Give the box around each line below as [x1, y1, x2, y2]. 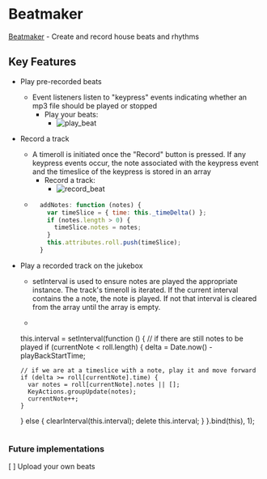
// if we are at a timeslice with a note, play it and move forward [19, 366, 256, 375]
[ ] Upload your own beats [8, 462, 95, 472]
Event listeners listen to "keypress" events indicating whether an [32, 92, 248, 102]
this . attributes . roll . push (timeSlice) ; [47, 239, 182, 247]
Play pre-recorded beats [19, 76, 103, 86]
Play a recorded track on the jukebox [19, 261, 143, 270]
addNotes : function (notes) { [39, 201, 142, 209]
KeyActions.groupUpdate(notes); [28, 388, 137, 396]
